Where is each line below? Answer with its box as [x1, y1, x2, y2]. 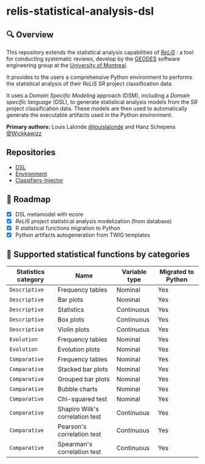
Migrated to [159, 267, 194, 276]
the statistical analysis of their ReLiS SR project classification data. [6, 80, 173, 87]
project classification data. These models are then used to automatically [6, 105, 187, 112]
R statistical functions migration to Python [15, 224, 121, 232]
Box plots [57, 315, 85, 323]
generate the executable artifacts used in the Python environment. [6, 111, 173, 119]
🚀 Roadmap [6, 194, 51, 205]
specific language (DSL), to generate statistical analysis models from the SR [6, 98, 198, 105]
